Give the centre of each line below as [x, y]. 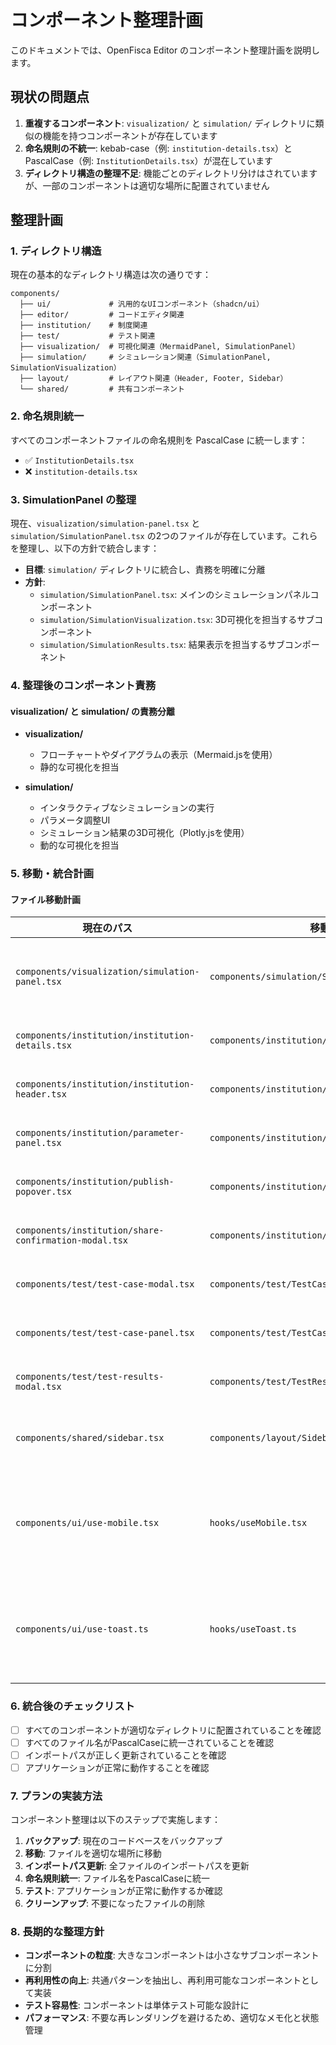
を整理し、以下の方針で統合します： [85, 548]
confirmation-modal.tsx [72, 1240]
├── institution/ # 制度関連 [83, 326]
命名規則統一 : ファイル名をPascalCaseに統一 [117, 1878]
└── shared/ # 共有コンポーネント [102, 389]
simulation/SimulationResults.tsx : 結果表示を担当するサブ [162, 645]
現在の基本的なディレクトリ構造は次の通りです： [111, 275]
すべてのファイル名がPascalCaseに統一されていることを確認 [149, 1742]
